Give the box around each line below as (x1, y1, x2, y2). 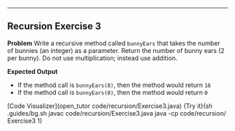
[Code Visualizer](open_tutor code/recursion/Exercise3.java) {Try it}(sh (7, 102, 213, 110)
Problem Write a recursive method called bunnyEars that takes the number (7, 39, 220, 47)
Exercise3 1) (7, 116, 43, 125)
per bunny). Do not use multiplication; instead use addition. (7, 54, 178, 62)
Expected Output (7, 67, 58, 75)
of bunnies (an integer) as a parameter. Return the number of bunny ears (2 (7, 46, 225, 54)
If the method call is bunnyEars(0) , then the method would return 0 (17, 88, 208, 96)
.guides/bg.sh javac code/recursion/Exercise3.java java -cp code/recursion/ (7, 109, 227, 117)
